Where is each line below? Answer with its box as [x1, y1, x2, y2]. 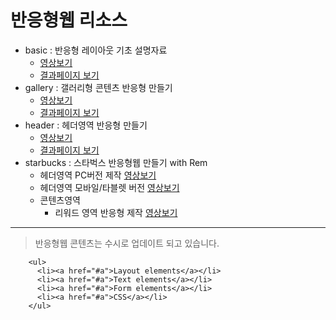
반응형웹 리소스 [10, 9, 128, 32]
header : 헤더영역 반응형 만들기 [24, 119, 148, 131]
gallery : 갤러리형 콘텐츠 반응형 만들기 [24, 81, 173, 93]
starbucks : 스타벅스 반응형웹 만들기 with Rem [24, 156, 208, 168]
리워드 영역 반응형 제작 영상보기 [54, 206, 178, 218]
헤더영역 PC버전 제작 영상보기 [39, 169, 157, 181]
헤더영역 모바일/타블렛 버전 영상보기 [39, 181, 180, 193]
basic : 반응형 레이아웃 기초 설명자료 [24, 44, 168, 56]
